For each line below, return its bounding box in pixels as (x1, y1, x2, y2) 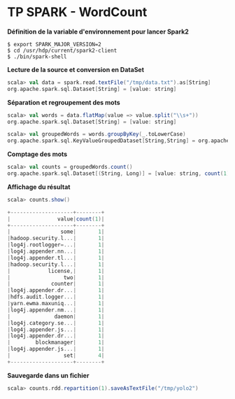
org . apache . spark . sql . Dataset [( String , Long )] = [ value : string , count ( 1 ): (7, 170, 233, 177)
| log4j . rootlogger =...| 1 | (7, 241, 105, 248)
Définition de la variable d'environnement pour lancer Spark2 (7, 27, 189, 36)
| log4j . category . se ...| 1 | (7, 319, 105, 326)
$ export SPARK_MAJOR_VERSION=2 (7, 41, 101, 48)
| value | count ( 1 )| (7, 215, 105, 223)
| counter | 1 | (7, 281, 105, 288)
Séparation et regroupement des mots (7, 98, 120, 106)
